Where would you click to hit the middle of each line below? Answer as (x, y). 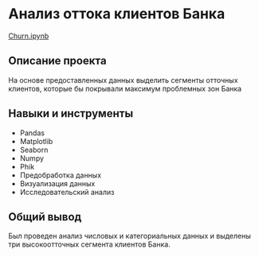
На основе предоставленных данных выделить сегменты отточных (123, 80)
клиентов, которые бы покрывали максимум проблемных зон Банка (125, 88)
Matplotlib (36, 141)
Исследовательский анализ (67, 192)
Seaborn (34, 150)
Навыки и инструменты (71, 113)
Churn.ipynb (29, 36)
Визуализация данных (57, 183)
